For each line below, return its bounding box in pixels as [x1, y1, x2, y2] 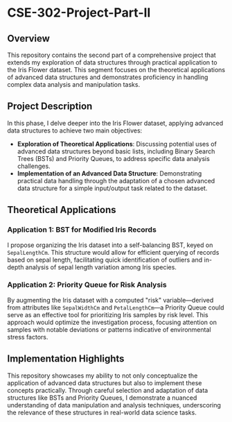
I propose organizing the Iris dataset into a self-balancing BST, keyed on [7, 241, 213, 249]
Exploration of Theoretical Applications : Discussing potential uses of [17, 140, 217, 148]
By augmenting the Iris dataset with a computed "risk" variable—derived [7, 296, 214, 304]
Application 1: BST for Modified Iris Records [7, 225, 157, 235]
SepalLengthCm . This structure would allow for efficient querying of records [7, 248, 220, 256]
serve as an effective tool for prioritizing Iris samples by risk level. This [7, 310, 209, 319]
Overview [7, 33, 51, 44]
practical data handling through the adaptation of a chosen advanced [17, 176, 215, 185]
